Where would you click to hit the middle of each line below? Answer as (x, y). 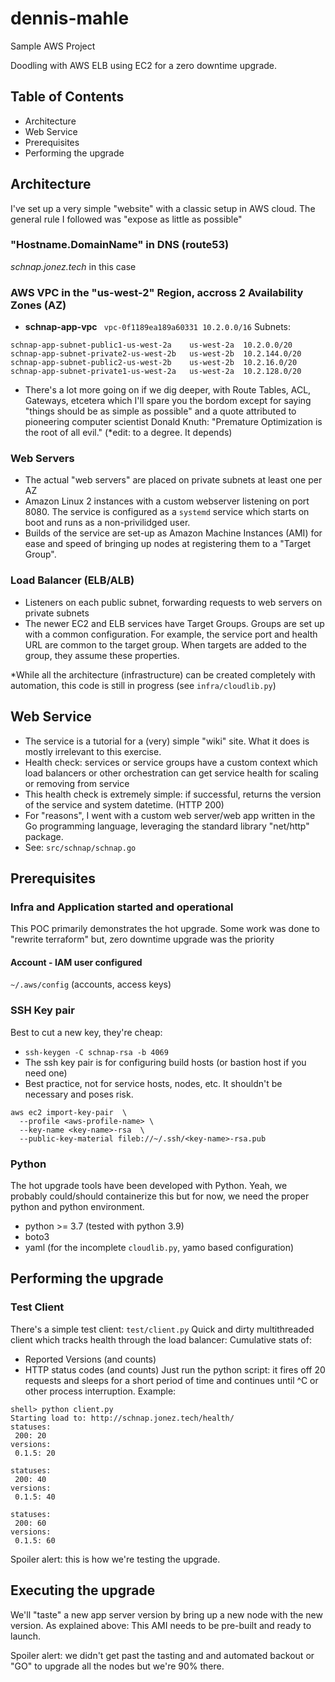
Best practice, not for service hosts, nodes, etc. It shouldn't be (153, 1083)
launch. (26, 1636)
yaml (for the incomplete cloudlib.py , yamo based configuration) (159, 1248)
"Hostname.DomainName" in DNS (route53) (120, 245)
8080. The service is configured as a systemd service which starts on (167, 512)
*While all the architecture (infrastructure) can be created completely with (163, 674)
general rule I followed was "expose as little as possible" (126, 219)
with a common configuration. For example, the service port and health (171, 634)
